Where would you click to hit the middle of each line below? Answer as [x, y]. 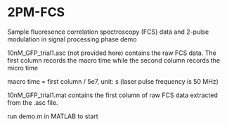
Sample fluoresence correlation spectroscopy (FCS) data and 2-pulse [108, 32]
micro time [23, 68]
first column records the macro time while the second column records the [113, 60]
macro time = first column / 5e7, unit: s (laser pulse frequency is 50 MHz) [113, 81]
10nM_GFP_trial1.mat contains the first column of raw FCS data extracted [112, 95]
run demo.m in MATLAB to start [53, 116]
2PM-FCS [36, 12]
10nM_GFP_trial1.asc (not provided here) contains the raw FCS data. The [112, 53]
